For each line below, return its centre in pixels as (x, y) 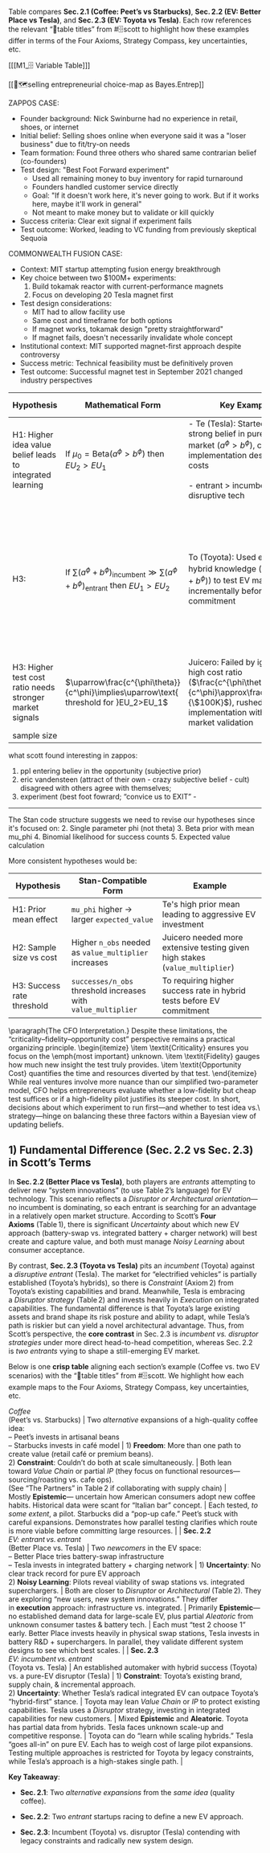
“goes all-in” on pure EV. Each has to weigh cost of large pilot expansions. (131, 1745)
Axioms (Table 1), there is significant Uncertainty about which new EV (124, 1225)
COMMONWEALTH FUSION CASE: (65, 254)
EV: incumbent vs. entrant (50, 1659)
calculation (27, 845)
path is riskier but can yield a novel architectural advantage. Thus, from (126, 1326)
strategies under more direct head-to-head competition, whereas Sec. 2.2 (131, 1343)
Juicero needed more (202, 938)
